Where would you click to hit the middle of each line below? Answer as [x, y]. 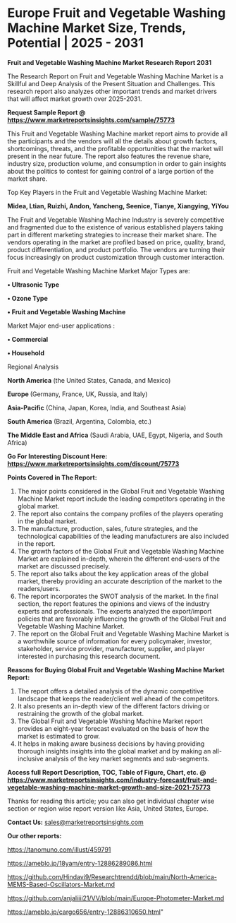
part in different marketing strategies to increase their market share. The [112, 234]
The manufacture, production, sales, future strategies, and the [108, 528]
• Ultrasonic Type [33, 285]
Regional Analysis [33, 367]
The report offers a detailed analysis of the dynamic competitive [111, 691]
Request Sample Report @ [46, 112]
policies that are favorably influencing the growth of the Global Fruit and [122, 619]
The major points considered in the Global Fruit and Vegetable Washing [121, 491]
